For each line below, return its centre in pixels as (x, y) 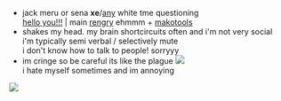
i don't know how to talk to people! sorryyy (100, 50)
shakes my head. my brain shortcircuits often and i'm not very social (147, 31)
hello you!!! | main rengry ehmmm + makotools (107, 22)
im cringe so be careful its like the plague (97, 61)
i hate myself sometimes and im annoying (98, 70)
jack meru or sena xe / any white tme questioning (110, 13)
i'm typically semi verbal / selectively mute (100, 41)
